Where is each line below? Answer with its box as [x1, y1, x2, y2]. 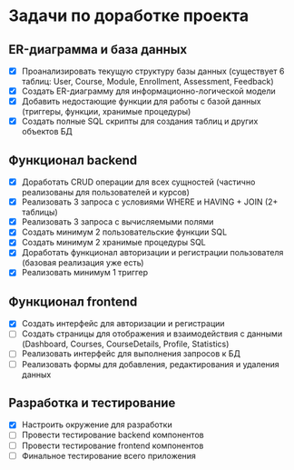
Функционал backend [8, 152, 138, 168]
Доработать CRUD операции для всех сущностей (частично [21, 176, 256, 187]
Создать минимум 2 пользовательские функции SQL [21, 226, 228, 237]
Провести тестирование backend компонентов [21, 429, 205, 441]
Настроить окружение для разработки [21, 419, 173, 430]
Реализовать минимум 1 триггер [21, 267, 149, 278]
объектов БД [21, 126, 73, 137]
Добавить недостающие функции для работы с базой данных [21, 96, 261, 107]
